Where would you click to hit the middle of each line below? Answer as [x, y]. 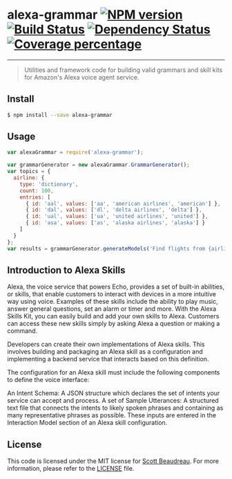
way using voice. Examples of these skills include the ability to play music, [113, 302]
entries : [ [35, 197]
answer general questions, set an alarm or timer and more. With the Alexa [112, 309]
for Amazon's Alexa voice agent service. [81, 77]
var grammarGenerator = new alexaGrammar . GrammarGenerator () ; [98, 165]
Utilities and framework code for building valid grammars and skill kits [123, 70]
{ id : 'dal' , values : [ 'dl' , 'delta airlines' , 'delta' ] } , [114, 210]
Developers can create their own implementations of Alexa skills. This [106, 344]
